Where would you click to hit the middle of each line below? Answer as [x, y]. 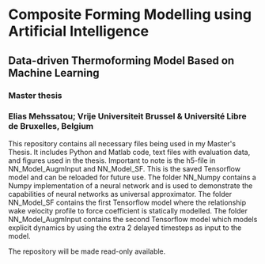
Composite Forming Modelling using [130, 15]
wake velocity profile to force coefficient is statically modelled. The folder [128, 210]
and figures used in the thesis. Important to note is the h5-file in [112, 160]
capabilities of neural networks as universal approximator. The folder [120, 194]
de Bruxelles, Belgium [51, 126]
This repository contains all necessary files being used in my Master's [122, 143]
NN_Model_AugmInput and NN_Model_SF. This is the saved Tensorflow [125, 168]
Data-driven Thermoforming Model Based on [121, 60]
